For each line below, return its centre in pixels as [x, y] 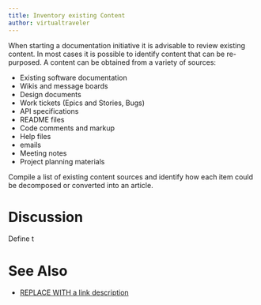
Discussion [45, 217]
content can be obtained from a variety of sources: [133, 62]
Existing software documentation [74, 77]
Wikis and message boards [64, 86]
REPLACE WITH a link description [74, 292]
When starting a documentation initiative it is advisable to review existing [127, 45]
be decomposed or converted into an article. [81, 185]
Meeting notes [43, 153]
